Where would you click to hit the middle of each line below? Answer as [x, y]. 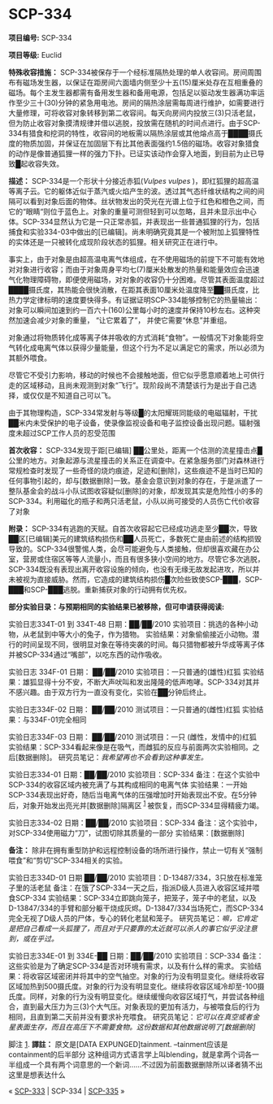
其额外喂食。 [30, 358]
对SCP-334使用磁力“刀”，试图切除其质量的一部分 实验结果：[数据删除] [127, 832]
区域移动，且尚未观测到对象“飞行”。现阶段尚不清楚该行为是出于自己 [136, 385]
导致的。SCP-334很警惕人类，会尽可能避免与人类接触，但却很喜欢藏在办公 [134, 549]
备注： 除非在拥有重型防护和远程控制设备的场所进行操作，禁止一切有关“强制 [136, 850]
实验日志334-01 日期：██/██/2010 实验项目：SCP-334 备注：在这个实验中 [134, 774]
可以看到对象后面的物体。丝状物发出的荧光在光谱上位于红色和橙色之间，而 [140, 201]
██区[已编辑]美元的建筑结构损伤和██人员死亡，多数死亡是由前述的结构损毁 [135, 538]
